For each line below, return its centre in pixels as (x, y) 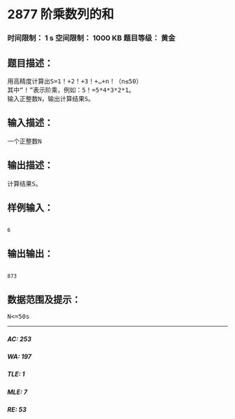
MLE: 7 (17, 392)
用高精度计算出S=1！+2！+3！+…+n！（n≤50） (75, 81)
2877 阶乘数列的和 (60, 14)
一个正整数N (24, 141)
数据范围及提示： (44, 300)
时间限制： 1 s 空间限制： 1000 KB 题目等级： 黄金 (92, 38)
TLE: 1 (16, 374)
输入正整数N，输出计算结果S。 (51, 98)
